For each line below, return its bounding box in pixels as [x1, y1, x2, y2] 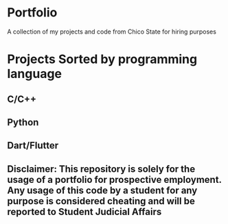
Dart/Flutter [7, 140, 59, 151]
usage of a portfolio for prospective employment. [7, 173, 222, 186]
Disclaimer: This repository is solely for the [7, 163, 196, 175]
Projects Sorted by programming [7, 51, 198, 67]
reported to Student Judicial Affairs [7, 206, 162, 217]
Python [7, 116, 39, 128]
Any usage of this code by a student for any [7, 184, 198, 196]
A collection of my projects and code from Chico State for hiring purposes [7, 27, 216, 36]
